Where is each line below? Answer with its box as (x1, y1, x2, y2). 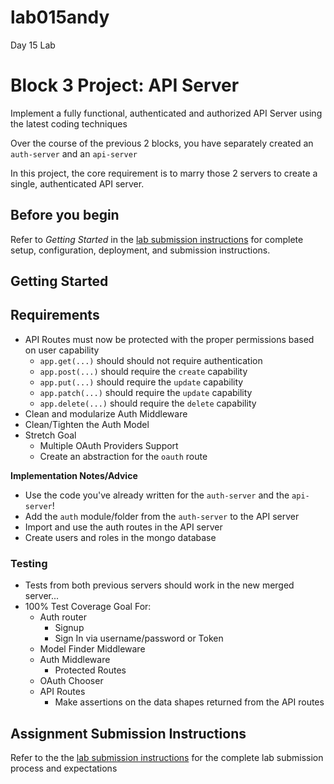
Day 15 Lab (10, 39, 56, 51)
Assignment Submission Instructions (10, 725, 247, 742)
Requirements (10, 307, 100, 324)
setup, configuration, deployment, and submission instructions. (10, 244, 271, 256)
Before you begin (10, 207, 120, 224)
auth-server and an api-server (10, 147, 138, 160)
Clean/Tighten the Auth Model (24, 418, 150, 430)
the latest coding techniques (10, 117, 128, 130)
